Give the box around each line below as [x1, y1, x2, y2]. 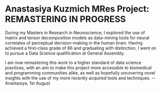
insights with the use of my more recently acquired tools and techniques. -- [5, 75, 156, 81]
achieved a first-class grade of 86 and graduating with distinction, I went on [5, 45, 157, 51]
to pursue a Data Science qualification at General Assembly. [5, 50, 125, 56]
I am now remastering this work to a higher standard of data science [5, 60, 142, 65]
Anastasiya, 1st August [5, 80, 50, 86]
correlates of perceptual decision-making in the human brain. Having [5, 40, 143, 45]
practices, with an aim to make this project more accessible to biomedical [5, 64, 152, 71]
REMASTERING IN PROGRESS [5, 14, 126, 25]
